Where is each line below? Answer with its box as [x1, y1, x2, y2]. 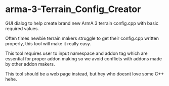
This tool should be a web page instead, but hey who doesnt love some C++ [5, 70, 164, 76]
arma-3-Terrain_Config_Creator [5, 4, 141, 15]
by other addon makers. [5, 61, 55, 67]
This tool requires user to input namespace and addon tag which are [5, 50, 148, 56]
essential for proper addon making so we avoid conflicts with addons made [5, 55, 162, 61]
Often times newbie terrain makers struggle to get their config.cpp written [5, 35, 159, 41]
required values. [5, 25, 39, 31]
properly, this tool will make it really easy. [5, 40, 91, 46]
